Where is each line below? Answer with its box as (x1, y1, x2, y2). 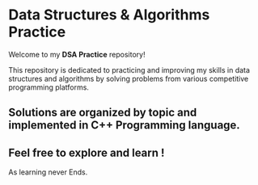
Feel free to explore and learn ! (8, 145, 165, 159)
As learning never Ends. (8, 167, 88, 177)
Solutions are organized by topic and (8, 106, 197, 120)
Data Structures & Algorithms (8, 6, 210, 24)
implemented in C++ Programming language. (8, 119, 240, 132)
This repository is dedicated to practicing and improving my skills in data (8, 65, 251, 74)
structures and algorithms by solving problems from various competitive (8, 74, 249, 83)
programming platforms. (8, 82, 89, 92)
